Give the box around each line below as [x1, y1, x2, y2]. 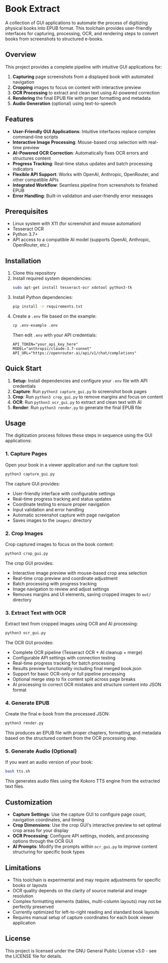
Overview [5, 50, 37, 59]
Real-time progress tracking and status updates [12, 496, 112, 502]
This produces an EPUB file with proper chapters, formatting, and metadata [5, 730, 161, 736]
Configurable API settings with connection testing [12, 654, 116, 660]
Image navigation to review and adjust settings [12, 586, 109, 592]
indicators [12, 166, 34, 172]
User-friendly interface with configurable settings [12, 490, 116, 497]
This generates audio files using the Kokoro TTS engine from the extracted [5, 778, 160, 784]
